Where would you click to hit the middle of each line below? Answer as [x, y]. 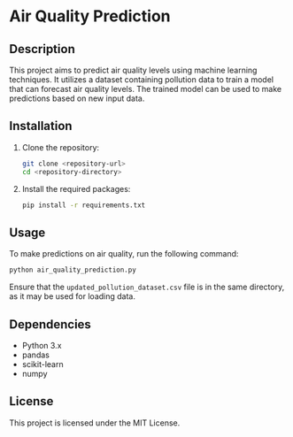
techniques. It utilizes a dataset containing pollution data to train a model [142, 80]
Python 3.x [42, 345]
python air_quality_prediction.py [73, 270]
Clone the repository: [61, 147]
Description [42, 49]
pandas [36, 355]
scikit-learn [42, 364]
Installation [41, 126]
